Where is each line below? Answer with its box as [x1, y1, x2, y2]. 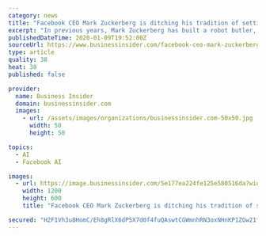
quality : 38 [8, 56, 47, 64]
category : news [8, 11, 59, 20]
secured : [8, 215, 37, 224]
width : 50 [28, 122, 62, 130]
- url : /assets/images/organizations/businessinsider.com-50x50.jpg [22, 114, 253, 123]
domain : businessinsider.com [15, 100, 112, 108]
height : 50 [28, 129, 66, 137]
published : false [8, 70, 66, 78]
